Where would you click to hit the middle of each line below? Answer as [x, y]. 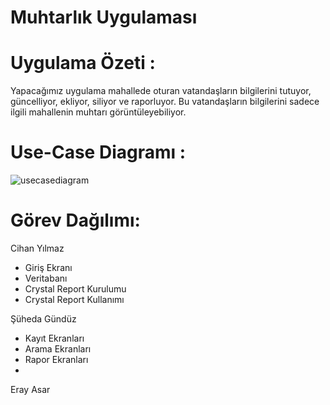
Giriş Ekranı [48, 267]
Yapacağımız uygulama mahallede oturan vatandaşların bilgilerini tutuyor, [161, 91]
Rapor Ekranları [56, 359]
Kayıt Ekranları [54, 338]
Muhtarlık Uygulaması [104, 17]
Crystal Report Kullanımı [74, 299]
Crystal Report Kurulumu [75, 289]
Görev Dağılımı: [75, 220]
